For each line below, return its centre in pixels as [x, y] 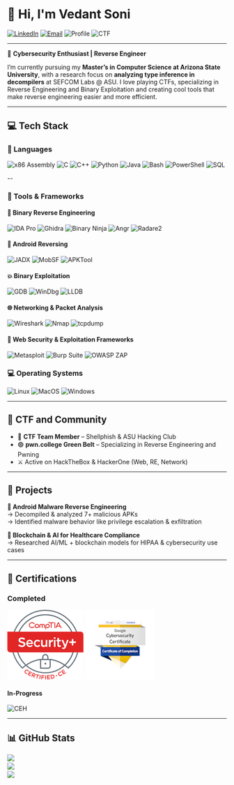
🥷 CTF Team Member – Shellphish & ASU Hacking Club [96, 436]
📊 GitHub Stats [41, 738]
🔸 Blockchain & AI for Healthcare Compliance [74, 535]
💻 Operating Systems [45, 374]
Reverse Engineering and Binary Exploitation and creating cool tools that [111, 89]
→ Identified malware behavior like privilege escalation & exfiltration [104, 521]
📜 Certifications [42, 578]
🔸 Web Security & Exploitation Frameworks [70, 339]
